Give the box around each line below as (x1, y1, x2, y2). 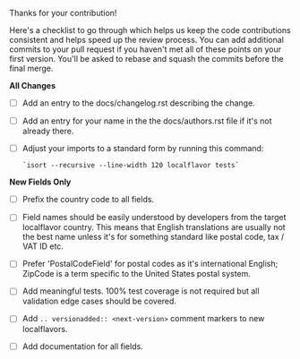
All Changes (9, 81, 56, 90)
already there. (21, 125, 74, 137)
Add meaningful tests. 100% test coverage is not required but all (21, 286, 260, 296)
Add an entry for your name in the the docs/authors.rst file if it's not (21, 115, 272, 126)
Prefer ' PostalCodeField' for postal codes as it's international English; (21, 259, 279, 269)
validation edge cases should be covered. (21, 295, 177, 307)
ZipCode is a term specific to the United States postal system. (21, 269, 251, 279)
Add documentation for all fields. (21, 340, 143, 352)
